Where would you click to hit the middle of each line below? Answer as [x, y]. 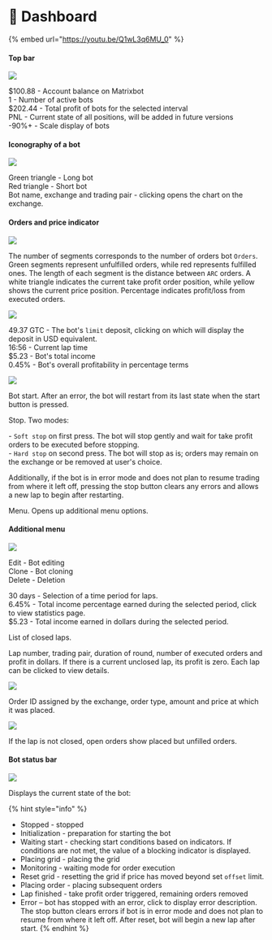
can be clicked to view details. [59, 670]
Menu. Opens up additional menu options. [78, 510]
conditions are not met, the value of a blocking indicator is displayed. [136, 850]
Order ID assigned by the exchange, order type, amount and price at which [134, 701]
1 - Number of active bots [51, 100]
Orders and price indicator [54, 222]
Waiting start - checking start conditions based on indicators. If [126, 842]
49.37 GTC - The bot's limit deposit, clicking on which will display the [126, 330]
